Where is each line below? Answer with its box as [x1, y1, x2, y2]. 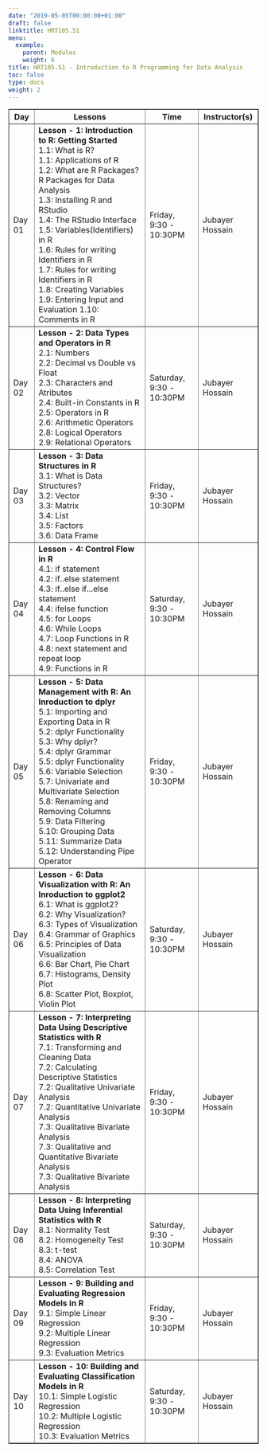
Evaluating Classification [38, 1371, 135, 1382]
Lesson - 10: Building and [38, 1361, 139, 1372]
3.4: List [38, 511, 69, 522]
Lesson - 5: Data [38, 676, 103, 687]
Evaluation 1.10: [38, 304, 99, 315]
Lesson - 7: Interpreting [38, 1012, 132, 1023]
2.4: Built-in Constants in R [38, 397, 141, 409]
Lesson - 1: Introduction [38, 125, 133, 136]
